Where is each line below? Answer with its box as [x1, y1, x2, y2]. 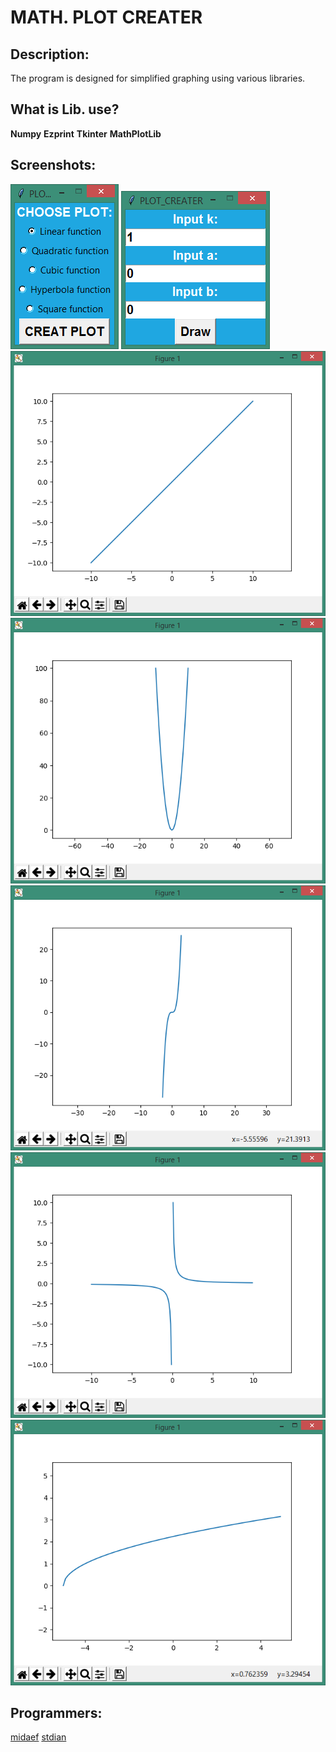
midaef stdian [10, 1731, 67, 1743]
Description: [10, 46, 90, 63]
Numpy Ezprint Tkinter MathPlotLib [10, 127, 162, 140]
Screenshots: [10, 157, 97, 174]
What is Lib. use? [10, 101, 120, 118]
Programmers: [10, 1705, 103, 1722]
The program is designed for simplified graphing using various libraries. [10, 72, 306, 84]
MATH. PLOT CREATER [10, 6, 203, 29]
